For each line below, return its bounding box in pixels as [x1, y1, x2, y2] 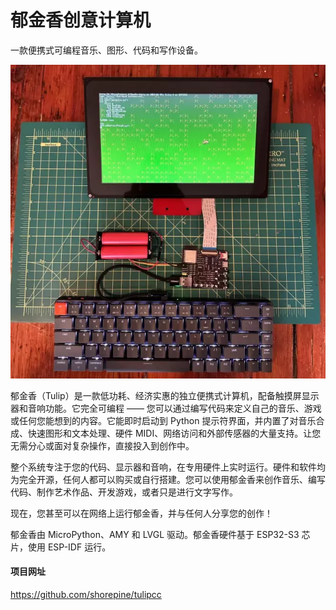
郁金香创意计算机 [10, 9, 152, 32]
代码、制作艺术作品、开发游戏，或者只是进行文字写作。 [10, 486, 238, 498]
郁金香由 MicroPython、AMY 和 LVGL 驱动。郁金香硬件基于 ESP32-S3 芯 [10, 528, 311, 540]
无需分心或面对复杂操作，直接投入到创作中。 [10, 439, 195, 451]
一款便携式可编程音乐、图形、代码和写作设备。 [10, 44, 203, 56]
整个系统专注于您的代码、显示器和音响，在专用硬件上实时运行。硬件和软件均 [10, 461, 326, 473]
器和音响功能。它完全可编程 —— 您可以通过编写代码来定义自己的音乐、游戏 [10, 402, 322, 414]
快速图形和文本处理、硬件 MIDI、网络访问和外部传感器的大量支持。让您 [27, 427, 322, 439]
